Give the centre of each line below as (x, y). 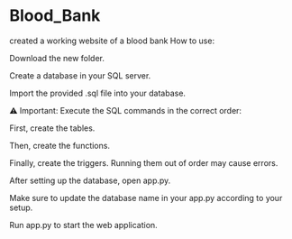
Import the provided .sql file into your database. (98, 93)
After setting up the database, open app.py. (90, 180)
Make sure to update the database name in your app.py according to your (146, 198)
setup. (21, 207)
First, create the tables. (52, 128)
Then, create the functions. (60, 145)
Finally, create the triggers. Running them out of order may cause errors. (144, 162)
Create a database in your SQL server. (80, 75)
